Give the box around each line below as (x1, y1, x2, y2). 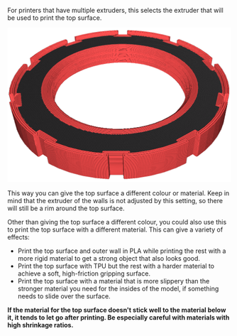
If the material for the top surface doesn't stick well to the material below (7, 305, 226, 314)
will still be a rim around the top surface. (7, 204, 125, 212)
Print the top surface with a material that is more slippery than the (17, 276, 210, 285)
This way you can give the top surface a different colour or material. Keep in (7, 188, 230, 197)
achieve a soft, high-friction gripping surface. (17, 269, 151, 278)
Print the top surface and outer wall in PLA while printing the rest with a (17, 246, 226, 255)
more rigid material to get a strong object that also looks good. (17, 254, 201, 262)
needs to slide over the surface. (17, 291, 111, 300)
